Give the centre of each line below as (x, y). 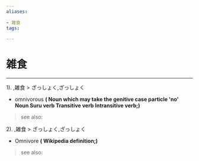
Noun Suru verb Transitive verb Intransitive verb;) (77, 106)
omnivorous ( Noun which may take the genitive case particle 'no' (97, 99)
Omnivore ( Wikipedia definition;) (56, 141)
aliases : (17, 11)
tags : (13, 28)
